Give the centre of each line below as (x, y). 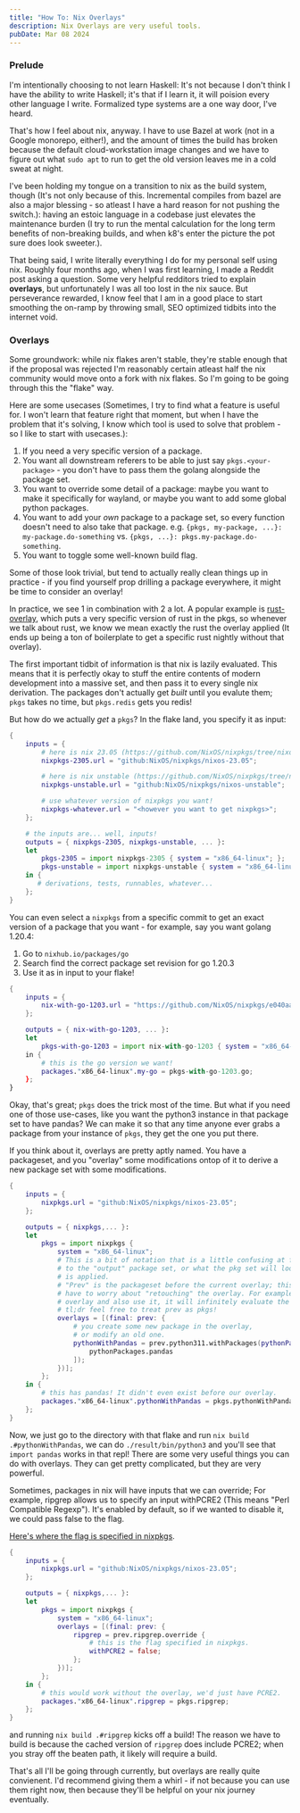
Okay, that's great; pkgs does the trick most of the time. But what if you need (150, 1105)
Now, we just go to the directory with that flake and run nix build (129, 1435)
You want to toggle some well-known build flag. (110, 555)
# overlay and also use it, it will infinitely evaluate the (173, 1302)
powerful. (27, 1473)
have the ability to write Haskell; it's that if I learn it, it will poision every (139, 94)
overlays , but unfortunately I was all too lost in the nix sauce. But (129, 288)
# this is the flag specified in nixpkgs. (169, 1643)
